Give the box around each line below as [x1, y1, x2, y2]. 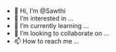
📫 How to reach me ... [13, 37, 79, 45]
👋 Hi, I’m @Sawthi [13, 7, 66, 15]
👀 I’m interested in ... [13, 14, 74, 22]
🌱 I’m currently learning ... [13, 22, 89, 30]
